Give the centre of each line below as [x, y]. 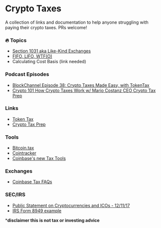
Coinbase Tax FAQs [32, 182]
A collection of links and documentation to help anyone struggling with [77, 22]
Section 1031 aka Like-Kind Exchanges [52, 51]
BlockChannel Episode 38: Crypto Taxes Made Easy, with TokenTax [81, 85]
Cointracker [24, 153]
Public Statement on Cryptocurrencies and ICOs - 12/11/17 [71, 205]
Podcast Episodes [27, 75]
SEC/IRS [15, 194]
